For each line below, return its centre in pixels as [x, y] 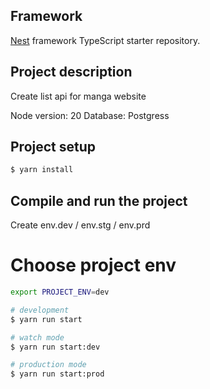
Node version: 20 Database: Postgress [90, 115]
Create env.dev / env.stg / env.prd [80, 225]
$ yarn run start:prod [57, 374]
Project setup [53, 147]
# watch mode [37, 337]
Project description [71, 72]
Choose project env [93, 265]
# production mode [48, 365]
